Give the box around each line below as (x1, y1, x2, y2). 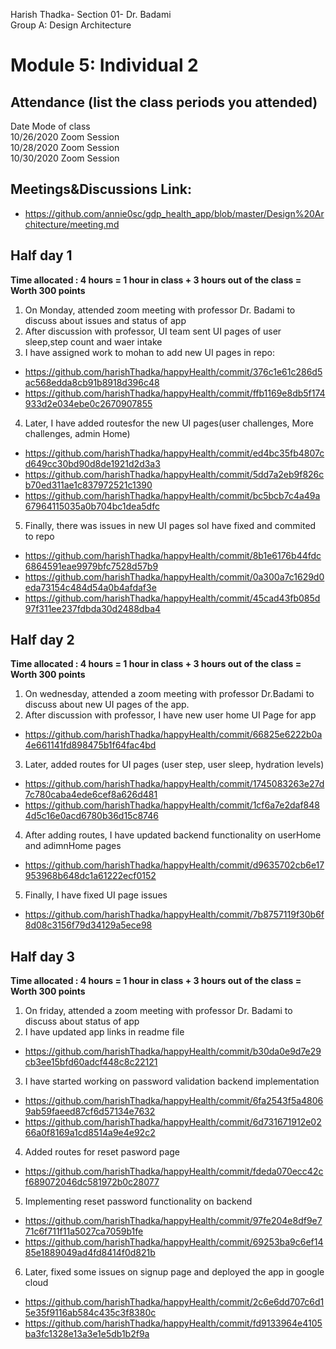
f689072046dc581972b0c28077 (24, 1176, 160, 1188)
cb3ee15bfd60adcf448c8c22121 (24, 1056, 158, 1068)
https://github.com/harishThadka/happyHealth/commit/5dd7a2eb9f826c (24, 468, 325, 480)
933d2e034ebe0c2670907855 (24, 397, 153, 409)
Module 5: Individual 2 (10, 54, 199, 77)
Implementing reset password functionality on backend (24, 1195, 253, 1208)
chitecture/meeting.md (24, 218, 120, 230)
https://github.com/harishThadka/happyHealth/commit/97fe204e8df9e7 (24, 1215, 323, 1227)
